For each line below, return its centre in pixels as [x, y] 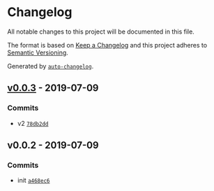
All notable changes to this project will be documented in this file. [101, 31]
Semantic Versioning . [38, 52]
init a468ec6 [33, 181]
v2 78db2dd [33, 123]
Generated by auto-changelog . [51, 66]
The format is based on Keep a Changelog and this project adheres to [107, 45]
